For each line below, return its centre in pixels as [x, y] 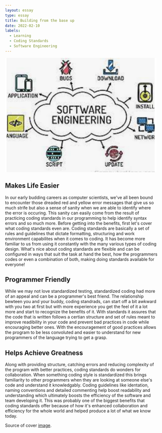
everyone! [15, 264]
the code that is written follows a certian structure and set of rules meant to [80, 317]
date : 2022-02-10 [22, 26]
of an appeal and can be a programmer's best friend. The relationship [74, 296]
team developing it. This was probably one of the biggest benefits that [75, 401]
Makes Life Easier [32, 186]
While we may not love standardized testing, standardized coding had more [80, 291]
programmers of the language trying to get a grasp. [56, 337]
